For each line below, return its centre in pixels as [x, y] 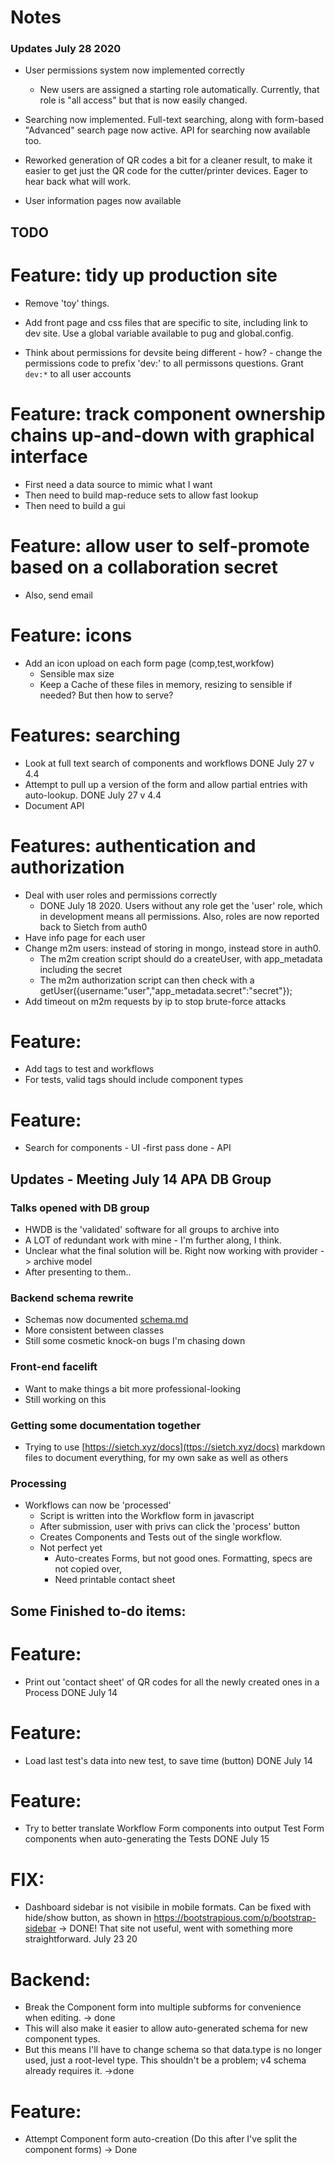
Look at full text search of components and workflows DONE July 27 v [169, 763]
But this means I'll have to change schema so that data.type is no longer [173, 2050]
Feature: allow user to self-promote [160, 545]
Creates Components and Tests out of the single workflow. [160, 1537]
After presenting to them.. [78, 1272]
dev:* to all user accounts [78, 373]
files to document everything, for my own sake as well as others [156, 1457]
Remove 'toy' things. [67, 303]
